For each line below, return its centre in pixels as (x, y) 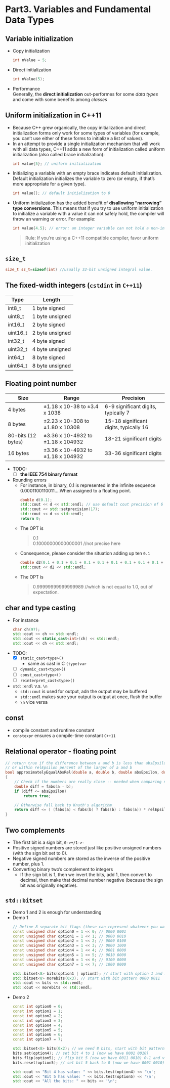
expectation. (46, 592)
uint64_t (18, 366)
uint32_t (18, 349)
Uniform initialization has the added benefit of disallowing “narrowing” (87, 203)
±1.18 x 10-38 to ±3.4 (71, 406)
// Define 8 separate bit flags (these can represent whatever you (85, 927)
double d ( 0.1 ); (36, 500)
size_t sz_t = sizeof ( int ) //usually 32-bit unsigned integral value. (79, 269)
